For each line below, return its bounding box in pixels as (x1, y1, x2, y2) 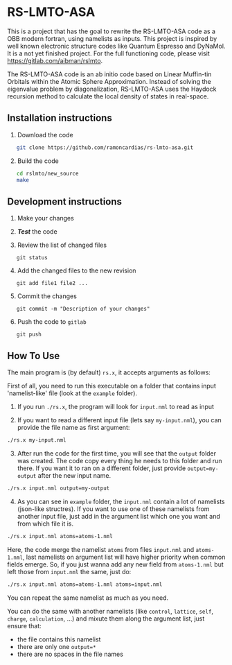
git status (16, 254, 48, 261)
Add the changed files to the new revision (17, 266, 136, 275)
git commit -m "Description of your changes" (16, 306, 150, 313)
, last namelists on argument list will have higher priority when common (22, 553, 226, 561)
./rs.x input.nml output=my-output (7, 485, 110, 492)
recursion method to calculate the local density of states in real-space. (7, 92, 209, 101)
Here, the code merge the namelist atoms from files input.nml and (7, 545, 195, 553)
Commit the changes (17, 292, 78, 300)
